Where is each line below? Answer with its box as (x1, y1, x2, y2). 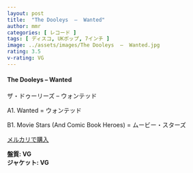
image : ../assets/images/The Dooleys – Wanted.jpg (7, 42, 160, 49)
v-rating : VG (7, 55, 44, 62)
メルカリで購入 (7, 135, 49, 144)
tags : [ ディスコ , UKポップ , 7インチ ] (7, 36, 110, 42)
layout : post (7, 10, 44, 17)
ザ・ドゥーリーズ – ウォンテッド (7, 92, 98, 100)
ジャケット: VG (7, 158, 49, 166)
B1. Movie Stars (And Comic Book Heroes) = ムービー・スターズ (7, 120, 186, 129)
